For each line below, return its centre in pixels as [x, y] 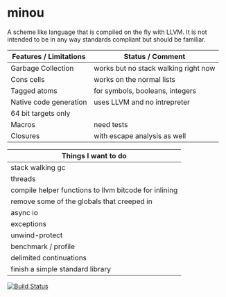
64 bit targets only [41, 113]
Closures [25, 135]
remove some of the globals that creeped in [81, 201]
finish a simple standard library [61, 269]
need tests [111, 124]
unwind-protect [37, 235]
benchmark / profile [43, 246]
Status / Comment [155, 56]
